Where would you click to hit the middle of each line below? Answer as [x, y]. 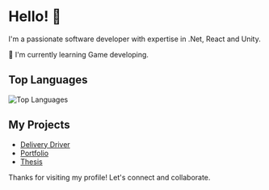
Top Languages [48, 80]
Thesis [31, 162]
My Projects [39, 125]
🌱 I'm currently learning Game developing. [79, 54]
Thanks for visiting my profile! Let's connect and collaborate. [109, 177]
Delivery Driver [45, 144]
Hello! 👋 [35, 17]
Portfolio [34, 153]
